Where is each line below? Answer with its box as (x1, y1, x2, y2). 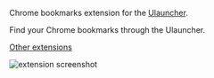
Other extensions (9, 42, 73, 52)
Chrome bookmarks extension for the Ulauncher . (9, 8, 189, 18)
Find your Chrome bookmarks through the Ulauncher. (9, 25, 206, 35)
